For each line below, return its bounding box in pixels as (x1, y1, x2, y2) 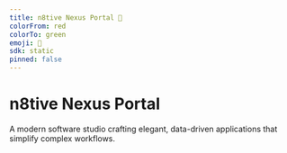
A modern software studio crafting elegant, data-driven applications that (9, 123, 278, 134)
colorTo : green (9, 30, 67, 39)
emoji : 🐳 (9, 38, 42, 48)
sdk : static (9, 47, 54, 56)
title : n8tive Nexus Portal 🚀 (9, 13, 123, 22)
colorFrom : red (9, 22, 67, 31)
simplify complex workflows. (9, 132, 115, 144)
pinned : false (9, 55, 63, 64)
